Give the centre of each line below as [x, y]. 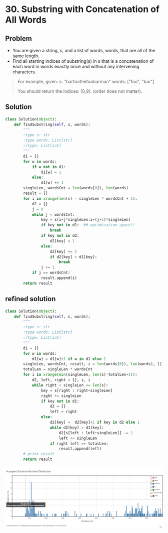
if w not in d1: [49, 167]
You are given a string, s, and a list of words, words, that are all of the [84, 50]
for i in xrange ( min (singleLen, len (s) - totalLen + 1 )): [80, 375]
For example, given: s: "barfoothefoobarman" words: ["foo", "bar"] [86, 82]
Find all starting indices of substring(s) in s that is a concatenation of [83, 61]
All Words [26, 20]
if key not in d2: [60, 236]
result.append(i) [59, 278]
